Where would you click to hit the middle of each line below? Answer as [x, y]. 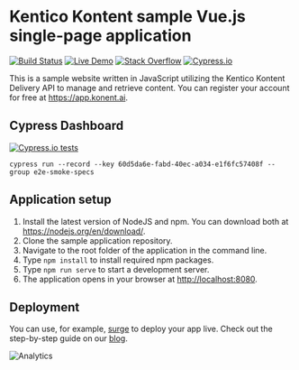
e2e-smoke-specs [63, 172]
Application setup [60, 200]
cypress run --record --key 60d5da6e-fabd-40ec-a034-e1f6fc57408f [136, 164]
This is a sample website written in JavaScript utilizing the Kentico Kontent [147, 78]
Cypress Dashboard [67, 126]
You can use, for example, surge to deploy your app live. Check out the [141, 329]
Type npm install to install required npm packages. [118, 260]
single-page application [100, 36]
